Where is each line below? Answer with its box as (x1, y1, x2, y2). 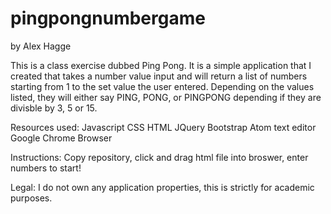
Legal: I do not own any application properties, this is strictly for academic (10, 181, 315, 193)
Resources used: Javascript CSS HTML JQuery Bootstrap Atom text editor (10, 121, 317, 133)
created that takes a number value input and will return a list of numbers (10, 70, 308, 82)
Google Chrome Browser (10, 132, 113, 144)
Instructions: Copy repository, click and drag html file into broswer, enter (10, 151, 309, 163)
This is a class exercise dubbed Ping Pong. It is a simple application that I (10, 59, 312, 71)
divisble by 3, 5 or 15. (10, 102, 98, 114)
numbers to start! (10, 162, 82, 174)
